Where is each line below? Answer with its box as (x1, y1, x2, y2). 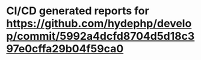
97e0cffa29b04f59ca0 (6, 42, 124, 56)
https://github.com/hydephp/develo (6, 17, 192, 30)
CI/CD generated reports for (6, 4, 149, 18)
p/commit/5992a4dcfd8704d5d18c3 (6, 30, 195, 43)
